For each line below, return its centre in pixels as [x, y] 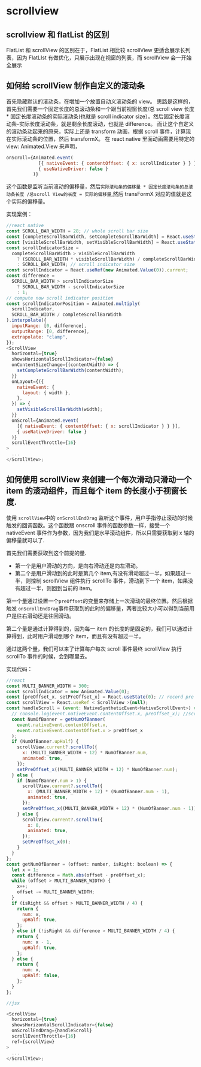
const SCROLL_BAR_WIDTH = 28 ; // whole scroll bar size [77, 231]
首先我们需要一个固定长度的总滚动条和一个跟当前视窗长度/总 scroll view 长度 [100, 108]
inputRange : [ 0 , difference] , [49, 326]
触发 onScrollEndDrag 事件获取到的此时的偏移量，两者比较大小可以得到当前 [98, 608]
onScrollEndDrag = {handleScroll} [52, 1031]
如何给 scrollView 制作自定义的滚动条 [75, 86]
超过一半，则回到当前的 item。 [58, 588]
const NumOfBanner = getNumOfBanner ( [59, 719]
